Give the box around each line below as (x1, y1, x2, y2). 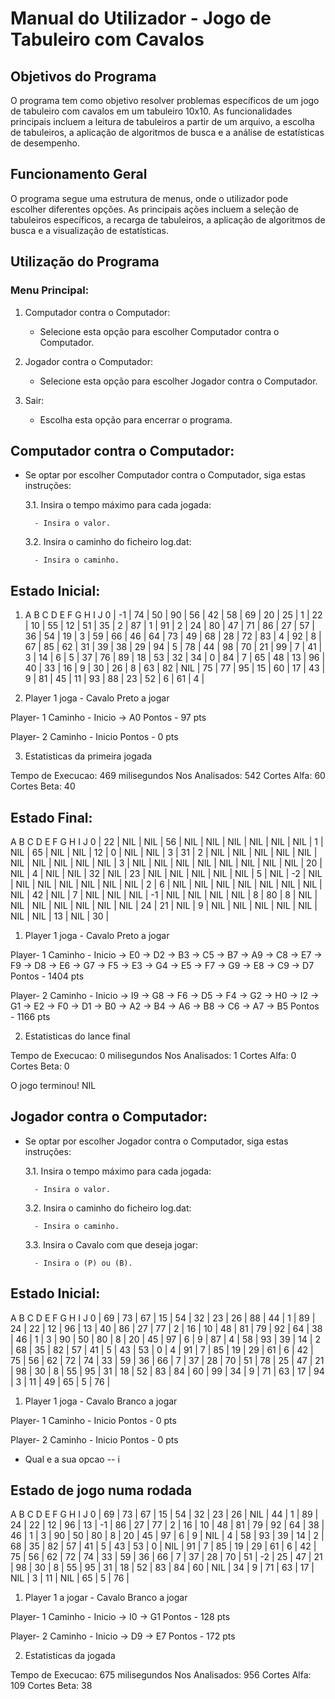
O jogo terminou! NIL (10, 1079, 97, 1091)
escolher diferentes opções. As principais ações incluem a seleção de (10, 203, 299, 215)
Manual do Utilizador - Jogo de (10, 7, 272, 30)
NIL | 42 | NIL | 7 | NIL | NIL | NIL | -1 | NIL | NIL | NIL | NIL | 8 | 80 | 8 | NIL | (10, 888, 318, 901)
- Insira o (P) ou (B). (34, 1258, 133, 1268)
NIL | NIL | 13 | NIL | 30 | (10, 910, 110, 922)
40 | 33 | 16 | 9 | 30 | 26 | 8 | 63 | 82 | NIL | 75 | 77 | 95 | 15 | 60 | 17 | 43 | (24, 662, 326, 674)
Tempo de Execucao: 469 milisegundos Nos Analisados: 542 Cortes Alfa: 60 (10, 770, 326, 782)
